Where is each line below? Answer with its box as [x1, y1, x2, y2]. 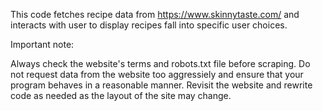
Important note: [10, 39, 75, 50]
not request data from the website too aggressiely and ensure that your [10, 69, 304, 80]
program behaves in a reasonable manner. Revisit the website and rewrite [10, 79, 313, 91]
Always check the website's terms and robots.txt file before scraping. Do [10, 58, 311, 69]
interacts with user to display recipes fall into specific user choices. [10, 19, 288, 31]
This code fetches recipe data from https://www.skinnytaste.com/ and [10, 9, 300, 20]
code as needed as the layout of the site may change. [10, 90, 232, 101]
